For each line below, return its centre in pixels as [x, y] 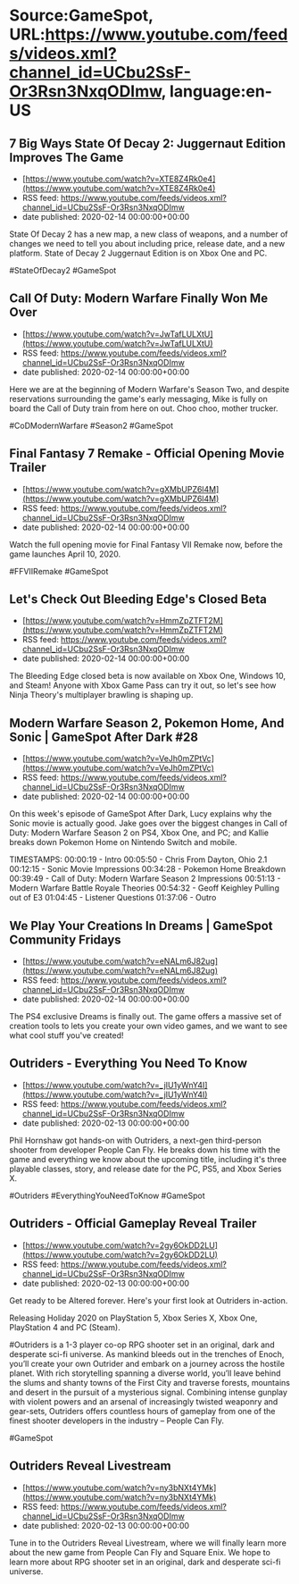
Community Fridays [66, 939]
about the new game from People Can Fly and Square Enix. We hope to [140, 1552]
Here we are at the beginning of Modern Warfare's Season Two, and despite [149, 389]
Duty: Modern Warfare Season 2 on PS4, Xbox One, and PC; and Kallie [139, 833]
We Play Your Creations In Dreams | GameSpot [141, 926]
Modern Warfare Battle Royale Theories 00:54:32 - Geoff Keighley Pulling [144, 888]
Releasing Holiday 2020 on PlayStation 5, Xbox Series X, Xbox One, [133, 1318]
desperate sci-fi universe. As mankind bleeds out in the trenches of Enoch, [147, 1354]
